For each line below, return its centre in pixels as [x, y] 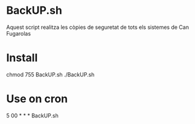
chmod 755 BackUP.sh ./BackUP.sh [50, 74]
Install [22, 58]
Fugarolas [19, 33]
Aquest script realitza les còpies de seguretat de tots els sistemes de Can [97, 27]
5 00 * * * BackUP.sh [32, 116]
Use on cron [37, 99]
